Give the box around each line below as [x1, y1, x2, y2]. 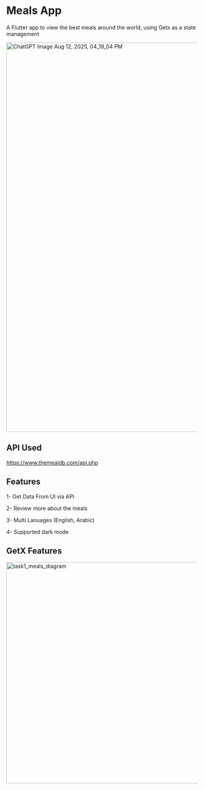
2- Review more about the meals [6, 505, 88, 512]
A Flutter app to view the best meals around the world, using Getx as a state [6, 24, 196, 31]
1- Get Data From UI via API [6, 492, 75, 500]
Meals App [6, 4, 62, 18]
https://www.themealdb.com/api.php [6, 459, 98, 466]
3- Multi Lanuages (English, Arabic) [6, 516, 95, 523]
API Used [6, 442, 42, 453]
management [6, 30, 39, 37]
